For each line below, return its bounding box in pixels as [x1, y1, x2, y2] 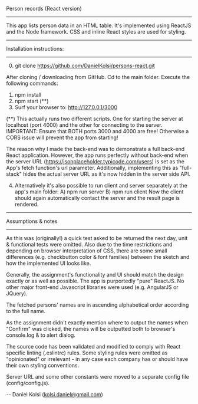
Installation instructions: [6, 45, 64, 52]
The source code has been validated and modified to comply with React [6, 343, 181, 350]
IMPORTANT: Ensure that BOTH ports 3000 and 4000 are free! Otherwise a [6, 128, 189, 134]
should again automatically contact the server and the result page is [14, 195, 180, 201]
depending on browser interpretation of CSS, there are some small [6, 247, 167, 254]
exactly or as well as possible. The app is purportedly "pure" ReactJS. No [6, 277, 184, 284]
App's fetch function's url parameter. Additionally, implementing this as [6, 165, 179, 171]
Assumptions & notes [6, 218, 58, 225]
